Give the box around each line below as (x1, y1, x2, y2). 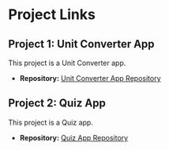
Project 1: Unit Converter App (8, 37, 156, 51)
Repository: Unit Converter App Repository (19, 74, 161, 83)
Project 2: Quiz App (8, 97, 107, 110)
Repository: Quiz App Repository (19, 133, 129, 142)
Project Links (8, 6, 96, 24)
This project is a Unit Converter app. (8, 58, 126, 67)
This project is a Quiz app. (8, 117, 93, 127)
